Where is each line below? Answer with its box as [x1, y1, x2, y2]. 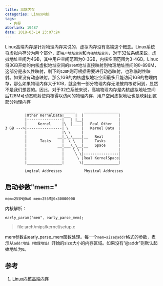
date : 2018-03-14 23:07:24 [5, 30, 60, 35]
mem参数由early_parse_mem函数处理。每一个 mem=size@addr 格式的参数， [5, 234, 152, 240]
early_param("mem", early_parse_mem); [5, 215, 84, 220]
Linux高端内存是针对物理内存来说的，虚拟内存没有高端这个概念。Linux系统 [5, 44, 155, 49]
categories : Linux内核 [5, 12, 50, 17]
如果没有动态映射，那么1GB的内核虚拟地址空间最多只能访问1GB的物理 [13, 74, 153, 80]
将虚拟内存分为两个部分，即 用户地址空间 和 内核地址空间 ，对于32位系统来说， [5, 50, 152, 56]
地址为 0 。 [9, 246, 29, 252]
